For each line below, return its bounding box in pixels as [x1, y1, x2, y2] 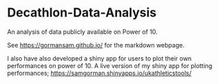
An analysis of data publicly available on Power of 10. [7, 28, 158, 36]
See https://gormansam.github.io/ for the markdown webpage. [7, 41, 185, 49]
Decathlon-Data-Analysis [7, 5, 157, 21]
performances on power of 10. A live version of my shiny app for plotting [7, 61, 213, 70]
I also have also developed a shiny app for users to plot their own [7, 54, 192, 63]
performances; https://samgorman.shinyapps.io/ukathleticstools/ [7, 69, 191, 77]
